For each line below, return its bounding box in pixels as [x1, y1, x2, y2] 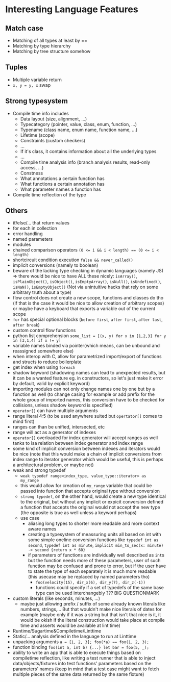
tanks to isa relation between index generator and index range [12, 440, 143, 446]
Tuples [5, 63, 28, 72]
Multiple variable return [12, 77, 62, 83]
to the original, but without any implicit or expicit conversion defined [20, 499, 164, 505]
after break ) [12, 322, 40, 328]
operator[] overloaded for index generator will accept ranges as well [12, 435, 158, 441]
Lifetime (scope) [20, 132, 55, 138]
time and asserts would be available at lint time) [20, 622, 121, 628]
